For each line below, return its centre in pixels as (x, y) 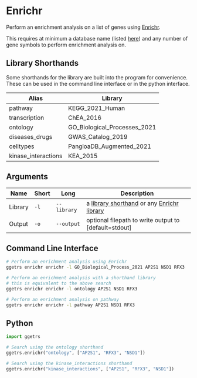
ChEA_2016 (85, 118)
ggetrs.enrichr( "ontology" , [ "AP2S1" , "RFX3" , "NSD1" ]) (76, 353)
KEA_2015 (83, 156)
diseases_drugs (31, 136)
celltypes (22, 146)
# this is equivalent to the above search (59, 283)
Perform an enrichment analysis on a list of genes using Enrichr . (83, 27)
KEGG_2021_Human (96, 108)
